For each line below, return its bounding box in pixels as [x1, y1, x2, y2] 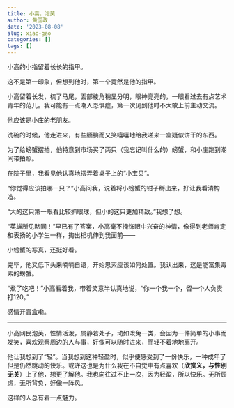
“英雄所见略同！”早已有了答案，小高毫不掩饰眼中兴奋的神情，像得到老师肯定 [7, 222, 226, 230]
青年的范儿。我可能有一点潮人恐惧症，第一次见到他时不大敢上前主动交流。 [7, 101, 221, 109]
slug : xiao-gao [7, 29, 52, 37]
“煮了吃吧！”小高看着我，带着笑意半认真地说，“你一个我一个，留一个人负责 [7, 284, 223, 292]
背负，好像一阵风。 [31, 379, 87, 387]
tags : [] [7, 43, 33, 50]
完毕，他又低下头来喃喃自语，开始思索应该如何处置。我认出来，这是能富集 [7, 261, 221, 269]
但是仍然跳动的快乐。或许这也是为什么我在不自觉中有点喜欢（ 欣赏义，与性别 [7, 361, 227, 370]
